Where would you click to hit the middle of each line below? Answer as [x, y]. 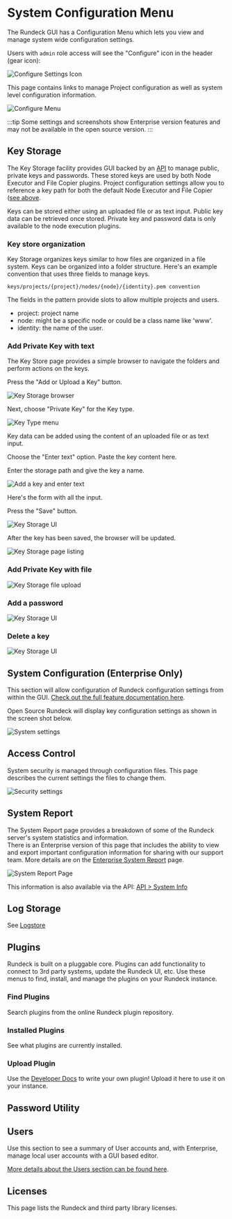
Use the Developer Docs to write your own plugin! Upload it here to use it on [116, 1079]
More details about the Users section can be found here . [88, 1170]
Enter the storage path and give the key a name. [76, 470]
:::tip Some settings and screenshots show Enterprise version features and [114, 122]
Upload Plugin [31, 1063]
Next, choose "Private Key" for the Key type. [71, 409]
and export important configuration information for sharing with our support [115, 852]
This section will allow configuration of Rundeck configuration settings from [116, 690]
